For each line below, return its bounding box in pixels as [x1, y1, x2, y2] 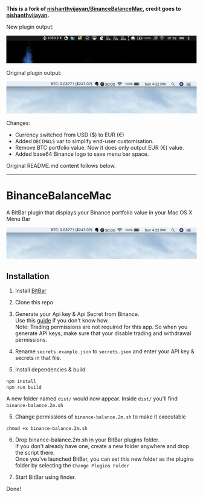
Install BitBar [14, 287, 47, 294]
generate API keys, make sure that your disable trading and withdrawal [14, 329, 192, 337]
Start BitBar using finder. [14, 473, 77, 481]
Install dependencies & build [14, 365, 86, 373]
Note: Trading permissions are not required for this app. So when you [14, 323, 188, 330]
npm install [6, 378, 36, 384]
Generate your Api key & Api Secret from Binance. [14, 310, 140, 318]
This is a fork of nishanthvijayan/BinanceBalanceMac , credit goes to [6, 5, 181, 12]
